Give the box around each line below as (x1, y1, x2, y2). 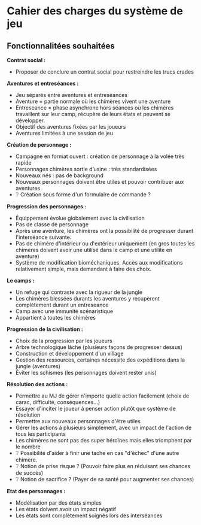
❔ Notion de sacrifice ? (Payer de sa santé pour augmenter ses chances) (15, 476, 194, 482)
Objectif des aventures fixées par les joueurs (15, 123, 126, 130)
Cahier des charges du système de (7, 4, 183, 18)
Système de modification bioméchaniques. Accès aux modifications (15, 259, 183, 266)
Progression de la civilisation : (7, 326, 83, 333)
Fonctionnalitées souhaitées (7, 41, 115, 51)
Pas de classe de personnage (15, 221, 89, 228)
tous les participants (15, 430, 66, 438)
